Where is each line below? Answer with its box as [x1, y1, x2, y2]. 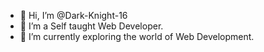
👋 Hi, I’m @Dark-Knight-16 [19, 10, 128, 21]
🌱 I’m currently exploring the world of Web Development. [19, 31, 255, 42]
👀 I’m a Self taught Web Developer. [19, 20, 164, 32]
